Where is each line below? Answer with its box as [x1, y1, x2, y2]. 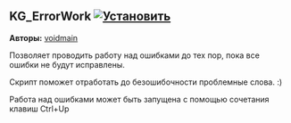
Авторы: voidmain [9, 32, 79, 43]
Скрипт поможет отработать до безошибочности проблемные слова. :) [9, 77, 283, 87]
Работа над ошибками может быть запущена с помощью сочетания [9, 94, 270, 104]
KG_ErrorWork [9, 9, 92, 24]
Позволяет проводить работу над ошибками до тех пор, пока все [9, 50, 261, 61]
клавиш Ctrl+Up [9, 103, 70, 114]
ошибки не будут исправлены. [9, 59, 125, 70]
